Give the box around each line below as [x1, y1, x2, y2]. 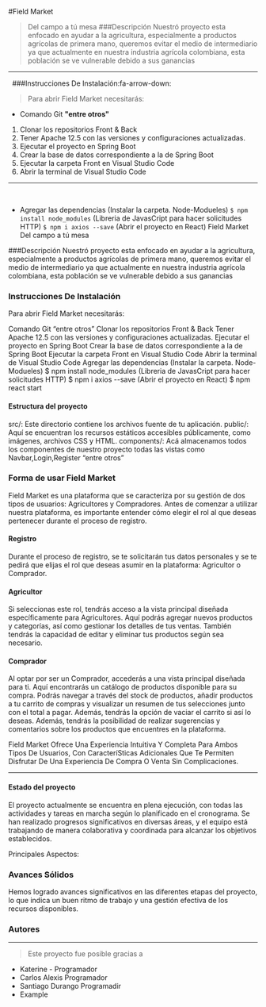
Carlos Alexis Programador [19, 973, 108, 982]
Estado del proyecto [8, 782, 76, 792]
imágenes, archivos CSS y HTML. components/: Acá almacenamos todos [8, 436, 247, 445]
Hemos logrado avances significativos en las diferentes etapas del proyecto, [8, 886, 258, 896]
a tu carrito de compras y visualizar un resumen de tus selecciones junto [8, 699, 245, 709]
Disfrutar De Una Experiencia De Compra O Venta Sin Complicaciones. [8, 757, 239, 767]
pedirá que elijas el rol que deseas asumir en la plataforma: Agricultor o [8, 560, 241, 570]
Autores [8, 924, 40, 935]
